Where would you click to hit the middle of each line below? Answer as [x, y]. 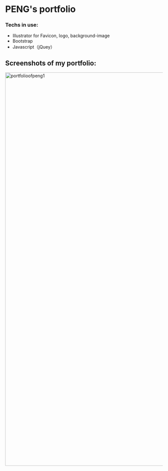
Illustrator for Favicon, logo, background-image [61, 36]
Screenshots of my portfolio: [51, 63]
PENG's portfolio [40, 9]
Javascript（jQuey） [33, 47]
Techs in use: [22, 25]
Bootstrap [22, 41]
